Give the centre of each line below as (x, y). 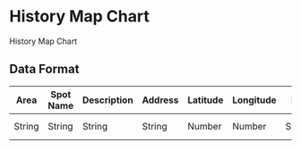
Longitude (254, 100)
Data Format (44, 69)
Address (160, 100)
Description (107, 100)
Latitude (206, 100)
